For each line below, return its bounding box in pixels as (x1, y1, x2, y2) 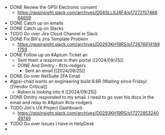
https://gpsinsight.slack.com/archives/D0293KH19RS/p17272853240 (17, 110, 159, 116)
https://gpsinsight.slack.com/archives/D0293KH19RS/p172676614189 (17, 41, 160, 47)
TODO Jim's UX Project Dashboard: (9, 105, 83, 111)
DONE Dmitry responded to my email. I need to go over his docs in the (9, 94, 155, 100)
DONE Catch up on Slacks (9, 25, 64, 31)
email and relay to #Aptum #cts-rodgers (9, 100, 92, 105)
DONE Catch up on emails (9, 20, 64, 26)
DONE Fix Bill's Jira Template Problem (9, 36, 88, 42)
